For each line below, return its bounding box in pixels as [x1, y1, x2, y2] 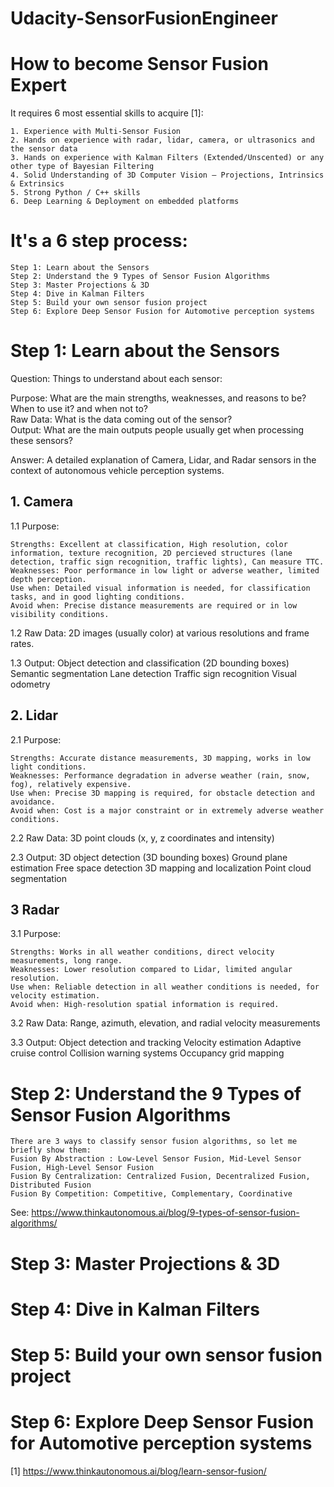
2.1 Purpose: [10, 733, 62, 746]
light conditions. [10, 762, 87, 772]
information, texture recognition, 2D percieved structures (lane [10, 548, 293, 558]
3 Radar [10, 902, 60, 919]
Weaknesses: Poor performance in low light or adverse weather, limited [10, 565, 320, 576]
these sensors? [10, 435, 73, 446]
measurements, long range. [10, 956, 123, 966]
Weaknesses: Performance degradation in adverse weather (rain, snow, [10, 770, 311, 781]
